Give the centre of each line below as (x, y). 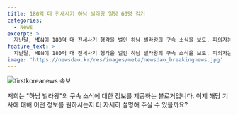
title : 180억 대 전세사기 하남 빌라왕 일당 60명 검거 (76, 14)
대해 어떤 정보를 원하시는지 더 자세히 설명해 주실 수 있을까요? (104, 104)
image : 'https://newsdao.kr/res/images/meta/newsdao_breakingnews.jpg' (115, 60)
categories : (25, 20)
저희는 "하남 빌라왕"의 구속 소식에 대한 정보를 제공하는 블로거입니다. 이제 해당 (114, 95)
